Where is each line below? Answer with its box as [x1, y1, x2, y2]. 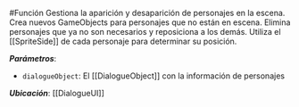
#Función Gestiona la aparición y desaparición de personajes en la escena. [9, 8, 286, 18]
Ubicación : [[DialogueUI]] [9, 88, 105, 98]
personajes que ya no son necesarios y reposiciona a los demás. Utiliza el [9, 27, 281, 37]
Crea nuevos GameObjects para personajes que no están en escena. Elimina [9, 17, 291, 28]
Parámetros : [9, 53, 57, 63]
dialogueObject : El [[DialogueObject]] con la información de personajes [21, 70, 286, 81]
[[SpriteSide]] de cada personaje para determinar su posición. [9, 36, 237, 46]
